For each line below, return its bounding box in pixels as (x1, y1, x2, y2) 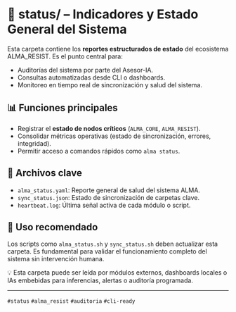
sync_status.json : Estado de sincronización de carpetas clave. (17, 193, 200, 201)
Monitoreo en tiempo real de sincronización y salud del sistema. (17, 80, 202, 89)
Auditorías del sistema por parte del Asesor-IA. (17, 65, 153, 74)
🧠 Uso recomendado (7, 221, 98, 233)
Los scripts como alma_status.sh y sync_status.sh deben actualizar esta (7, 239, 218, 249)
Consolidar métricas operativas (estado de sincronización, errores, (17, 132, 211, 140)
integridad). (17, 139, 51, 147)
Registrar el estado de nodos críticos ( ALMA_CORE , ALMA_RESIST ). (17, 124, 201, 132)
